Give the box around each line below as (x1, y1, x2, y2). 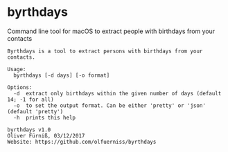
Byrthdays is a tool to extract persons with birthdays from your (7, 48, 203, 55)
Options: (7, 84, 33, 91)
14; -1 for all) (7, 96, 54, 103)
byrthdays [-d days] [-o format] (13, 72, 110, 79)
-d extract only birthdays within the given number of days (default (13, 90, 222, 97)
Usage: (7, 66, 26, 73)
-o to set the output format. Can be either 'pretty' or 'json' (13, 102, 207, 109)
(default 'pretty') (7, 108, 64, 115)
